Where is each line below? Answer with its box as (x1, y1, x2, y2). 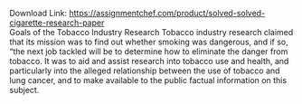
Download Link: (9, 8, 68, 18)
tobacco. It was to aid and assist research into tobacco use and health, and (9, 56, 289, 66)
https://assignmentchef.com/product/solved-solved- (69, 8, 266, 18)
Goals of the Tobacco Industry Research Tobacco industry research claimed (9, 27, 294, 37)
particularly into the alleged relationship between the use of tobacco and (9, 65, 280, 76)
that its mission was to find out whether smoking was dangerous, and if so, (9, 36, 288, 47)
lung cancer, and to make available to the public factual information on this (9, 75, 288, 85)
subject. (9, 85, 40, 95)
